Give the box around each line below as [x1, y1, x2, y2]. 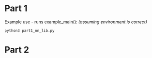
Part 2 [4, 44, 30, 56]
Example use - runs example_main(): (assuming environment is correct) [4, 19, 147, 25]
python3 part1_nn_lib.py [4, 28, 55, 33]
